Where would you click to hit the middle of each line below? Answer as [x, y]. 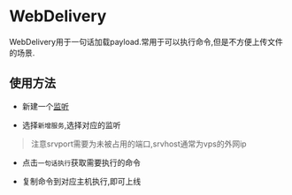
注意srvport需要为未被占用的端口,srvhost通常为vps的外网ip [138, 144]
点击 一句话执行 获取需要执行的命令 [81, 162]
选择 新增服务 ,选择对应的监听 [71, 124]
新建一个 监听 [45, 106]
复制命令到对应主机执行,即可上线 [81, 181]
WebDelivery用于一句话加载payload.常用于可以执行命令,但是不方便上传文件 [146, 41]
